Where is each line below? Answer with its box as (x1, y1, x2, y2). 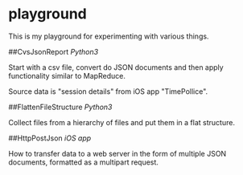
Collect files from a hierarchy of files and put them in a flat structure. (8, 117, 236, 127)
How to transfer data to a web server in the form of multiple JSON (8, 149, 227, 158)
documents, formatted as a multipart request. (8, 157, 159, 167)
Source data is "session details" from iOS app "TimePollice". (8, 86, 208, 96)
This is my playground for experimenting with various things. (8, 31, 209, 41)
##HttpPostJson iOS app (8, 133, 92, 143)
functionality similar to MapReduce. (8, 71, 126, 80)
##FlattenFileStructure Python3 (8, 102, 113, 112)
